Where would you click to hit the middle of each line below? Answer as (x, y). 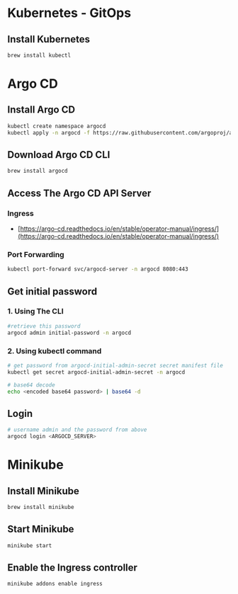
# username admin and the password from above (77, 430)
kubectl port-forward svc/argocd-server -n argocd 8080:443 (98, 269)
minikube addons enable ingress (55, 584)
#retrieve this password (44, 326)
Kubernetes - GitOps (69, 13)
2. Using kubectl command (55, 350)
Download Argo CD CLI (59, 155)
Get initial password (52, 291)
